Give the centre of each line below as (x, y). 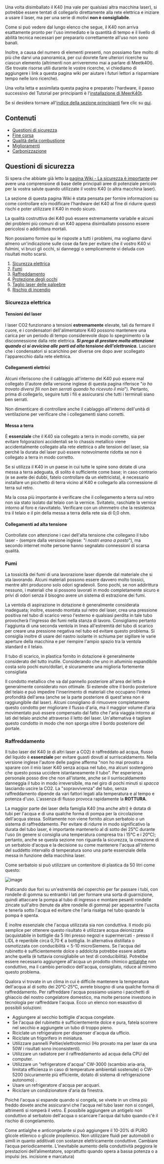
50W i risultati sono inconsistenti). (47, 1048)
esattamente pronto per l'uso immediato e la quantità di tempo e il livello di (80, 32)
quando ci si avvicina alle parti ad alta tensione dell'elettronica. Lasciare (81, 346)
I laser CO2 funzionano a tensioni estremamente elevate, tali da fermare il (80, 325)
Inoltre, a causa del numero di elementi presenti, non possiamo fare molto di (82, 52)
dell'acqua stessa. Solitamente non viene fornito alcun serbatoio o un (75, 819)
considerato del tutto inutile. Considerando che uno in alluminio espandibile (81, 661)
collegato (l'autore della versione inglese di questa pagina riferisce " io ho (79, 384)
